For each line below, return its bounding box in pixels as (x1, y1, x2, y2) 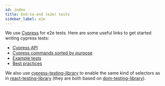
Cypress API (12, 45, 38, 51)
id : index (5, 7, 26, 12)
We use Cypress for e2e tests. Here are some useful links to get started (5, 30, 152, 36)
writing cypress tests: (5, 35, 49, 41)
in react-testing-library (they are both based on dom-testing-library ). (5, 75, 146, 82)
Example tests (12, 55, 41, 61)
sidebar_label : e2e (5, 16, 46, 21)
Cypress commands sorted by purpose (12, 50, 93, 56)
